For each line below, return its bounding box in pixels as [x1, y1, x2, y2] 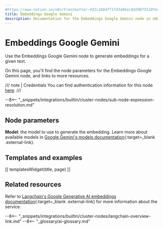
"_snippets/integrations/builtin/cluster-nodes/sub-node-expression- [18, 97, 155, 103]
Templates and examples [5, 154, 82, 162]
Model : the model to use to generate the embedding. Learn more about [5, 129, 148, 135]
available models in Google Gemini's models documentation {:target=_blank [5, 134, 155, 140]
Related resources [5, 180, 62, 189]
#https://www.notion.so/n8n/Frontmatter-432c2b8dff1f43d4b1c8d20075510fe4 [5, 7, 160, 12]
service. [5, 204, 21, 210]
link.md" [5, 218, 22, 224]
